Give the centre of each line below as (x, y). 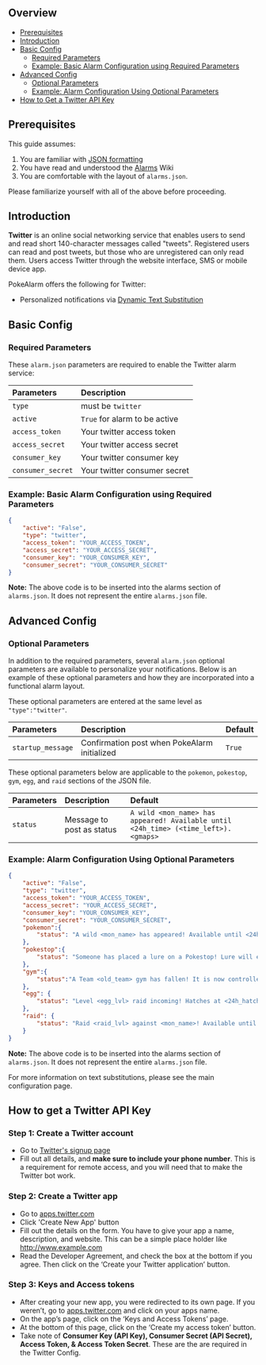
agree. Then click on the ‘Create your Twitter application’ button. (125, 1264)
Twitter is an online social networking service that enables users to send (127, 235)
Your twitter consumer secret (135, 471)
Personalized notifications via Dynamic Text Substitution (111, 300)
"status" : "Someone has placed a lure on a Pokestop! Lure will (145, 957)
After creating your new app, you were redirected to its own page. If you (137, 1302)
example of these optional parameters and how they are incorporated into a (131, 678)
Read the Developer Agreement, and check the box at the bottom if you (136, 1255)
